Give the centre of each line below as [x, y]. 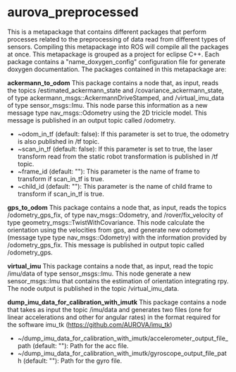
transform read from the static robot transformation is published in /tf [118, 156]
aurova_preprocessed [73, 12]
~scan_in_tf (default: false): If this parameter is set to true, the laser [115, 149]
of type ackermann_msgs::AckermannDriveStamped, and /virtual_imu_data [116, 98]
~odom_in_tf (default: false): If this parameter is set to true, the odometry [123, 134]
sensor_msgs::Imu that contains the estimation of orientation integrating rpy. [118, 281]
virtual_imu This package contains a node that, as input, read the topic [110, 266]
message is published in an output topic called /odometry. [92, 120]
